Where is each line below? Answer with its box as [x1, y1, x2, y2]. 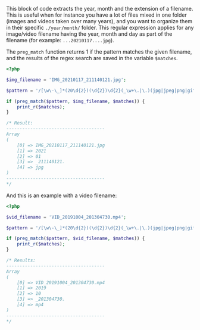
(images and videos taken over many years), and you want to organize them [6, 18, 193, 24]
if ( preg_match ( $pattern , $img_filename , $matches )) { [6, 98, 145, 104]
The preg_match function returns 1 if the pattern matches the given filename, [6, 48, 192, 55]
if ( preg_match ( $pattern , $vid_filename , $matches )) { [6, 235, 145, 242]
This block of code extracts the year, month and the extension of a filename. [6, 5, 193, 12]
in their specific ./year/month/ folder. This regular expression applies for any [6, 24, 194, 31]
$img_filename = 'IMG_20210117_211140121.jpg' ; [6, 77, 127, 83]
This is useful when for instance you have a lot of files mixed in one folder [6, 11, 187, 18]
